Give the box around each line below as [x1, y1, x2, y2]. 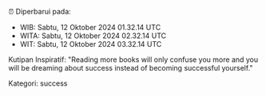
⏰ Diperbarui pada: [8, 7, 72, 16]
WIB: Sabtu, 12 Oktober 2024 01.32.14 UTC [19, 23, 161, 32]
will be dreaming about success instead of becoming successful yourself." [8, 63, 253, 72]
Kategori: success [8, 79, 68, 88]
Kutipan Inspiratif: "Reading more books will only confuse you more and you [8, 55, 259, 64]
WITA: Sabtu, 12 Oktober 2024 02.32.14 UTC [19, 31, 167, 40]
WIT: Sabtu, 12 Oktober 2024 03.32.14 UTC [19, 40, 162, 48]
